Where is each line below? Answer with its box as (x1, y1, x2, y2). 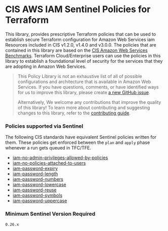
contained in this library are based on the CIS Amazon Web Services (5, 47, 148, 53)
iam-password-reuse (12, 187, 57, 193)
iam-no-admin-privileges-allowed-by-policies (12, 155, 108, 161)
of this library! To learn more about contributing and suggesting (17, 104, 150, 110)
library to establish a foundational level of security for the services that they (5, 58, 163, 64)
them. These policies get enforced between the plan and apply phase (5, 139, 150, 145)
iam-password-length (12, 171, 58, 177)
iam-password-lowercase (12, 181, 67, 188)
